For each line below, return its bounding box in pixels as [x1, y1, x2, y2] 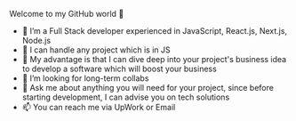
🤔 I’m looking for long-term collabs [21, 73, 149, 84]
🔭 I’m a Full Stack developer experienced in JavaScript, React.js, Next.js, [21, 26, 287, 36]
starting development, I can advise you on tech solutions [21, 92, 230, 102]
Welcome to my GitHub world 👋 [9, 9, 124, 19]
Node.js [21, 36, 52, 45]
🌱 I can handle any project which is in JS [21, 44, 171, 55]
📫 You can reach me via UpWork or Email [21, 102, 176, 112]
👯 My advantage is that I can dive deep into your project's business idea [21, 54, 287, 64]
